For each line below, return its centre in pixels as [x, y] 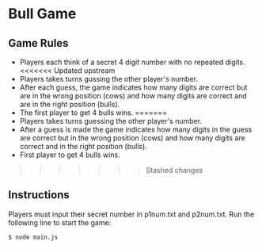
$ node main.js [33, 237]
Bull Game [42, 14]
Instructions [39, 195]
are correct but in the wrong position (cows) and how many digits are [132, 138]
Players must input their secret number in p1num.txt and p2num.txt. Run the [131, 214]
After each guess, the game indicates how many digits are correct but [133, 87]
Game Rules [38, 43]
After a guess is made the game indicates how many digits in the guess [136, 129]
